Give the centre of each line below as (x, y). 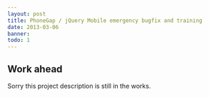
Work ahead (35, 69)
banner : (19, 34)
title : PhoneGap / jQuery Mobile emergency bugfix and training (105, 21)
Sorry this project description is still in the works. (79, 86)
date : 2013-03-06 (33, 27)
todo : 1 (19, 40)
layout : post (27, 14)
